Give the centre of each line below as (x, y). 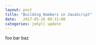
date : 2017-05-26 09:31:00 (35, 19)
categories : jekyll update (33, 24)
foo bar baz (17, 38)
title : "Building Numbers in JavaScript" (49, 14)
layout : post (19, 10)
